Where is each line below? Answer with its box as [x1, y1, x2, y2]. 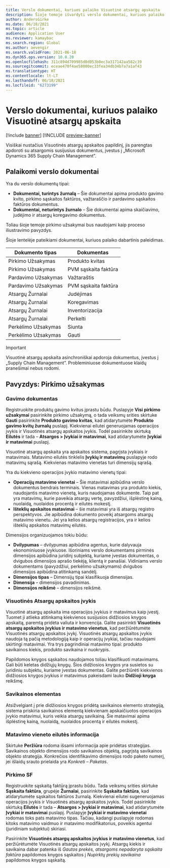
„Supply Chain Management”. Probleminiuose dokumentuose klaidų [6, 360, 147, 366]
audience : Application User [6, 31, 65, 36]
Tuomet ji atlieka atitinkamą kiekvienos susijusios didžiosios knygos [6, 614, 147, 620]
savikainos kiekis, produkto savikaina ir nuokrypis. [6, 647, 110, 653]
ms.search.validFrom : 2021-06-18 [6, 50, 76, 55]
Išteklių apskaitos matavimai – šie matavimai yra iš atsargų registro [13, 506, 155, 512]
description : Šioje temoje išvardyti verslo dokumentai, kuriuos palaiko [6, 12, 165, 17]
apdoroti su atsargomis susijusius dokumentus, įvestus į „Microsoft [6, 147, 145, 153]
